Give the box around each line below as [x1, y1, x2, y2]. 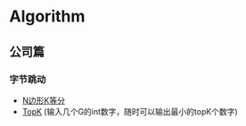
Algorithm [9, 6, 86, 27]
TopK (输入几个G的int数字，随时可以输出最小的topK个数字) [21, 105, 238, 117]
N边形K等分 [21, 95, 65, 105]
